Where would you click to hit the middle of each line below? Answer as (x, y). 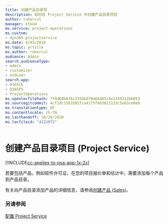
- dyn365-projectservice (31, 38)
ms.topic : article (24, 47)
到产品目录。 (18, 179)
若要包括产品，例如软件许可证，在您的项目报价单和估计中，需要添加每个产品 (84, 173)
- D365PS (14, 89)
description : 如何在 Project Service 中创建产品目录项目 (61, 15)
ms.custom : (17, 33)
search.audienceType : (28, 61)
